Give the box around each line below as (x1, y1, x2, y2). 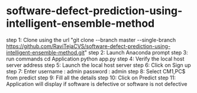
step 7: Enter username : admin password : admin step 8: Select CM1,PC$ (6, 68, 186, 75)
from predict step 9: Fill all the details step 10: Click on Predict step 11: (6, 74, 176, 81)
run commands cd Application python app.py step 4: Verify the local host (6, 55, 185, 62)
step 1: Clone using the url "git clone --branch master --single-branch (6, 36, 176, 43)
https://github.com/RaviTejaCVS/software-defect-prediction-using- (6, 43, 170, 50)
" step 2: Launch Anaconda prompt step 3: (84, 49, 188, 56)
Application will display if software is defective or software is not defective (6, 80, 188, 87)
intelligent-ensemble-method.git (6, 49, 85, 56)
